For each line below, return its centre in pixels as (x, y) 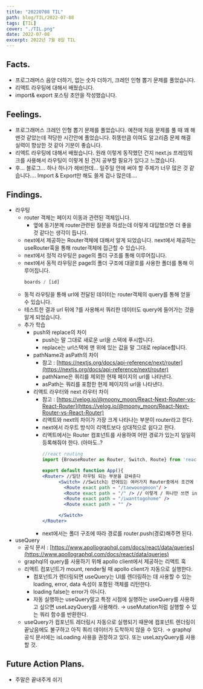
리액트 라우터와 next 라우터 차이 (71, 392)
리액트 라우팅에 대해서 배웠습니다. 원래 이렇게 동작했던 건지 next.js (93, 153)
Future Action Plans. (45, 664)
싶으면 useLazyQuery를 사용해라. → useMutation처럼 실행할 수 (115, 607)
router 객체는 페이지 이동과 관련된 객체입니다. (77, 218)
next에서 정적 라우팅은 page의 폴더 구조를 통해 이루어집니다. (95, 256)
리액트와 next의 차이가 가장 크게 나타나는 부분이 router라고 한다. (118, 420)
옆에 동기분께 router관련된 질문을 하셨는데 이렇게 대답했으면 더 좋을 (112, 225)
